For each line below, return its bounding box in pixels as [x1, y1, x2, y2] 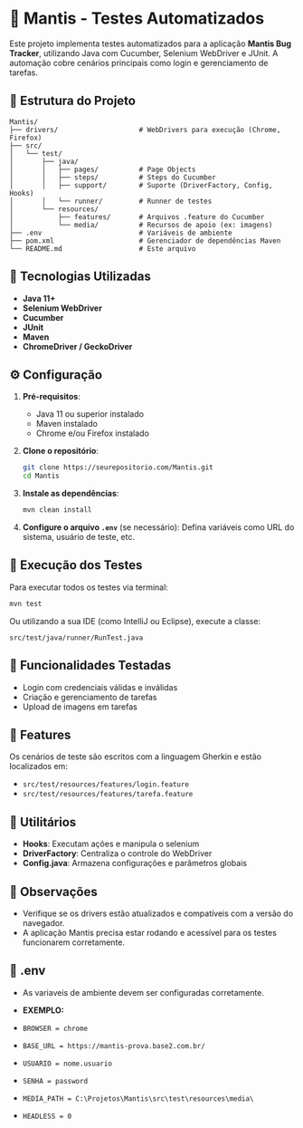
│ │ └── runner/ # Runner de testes [9, 197, 213, 206]
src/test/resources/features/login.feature [22, 780, 190, 789]
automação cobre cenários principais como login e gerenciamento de [9, 57, 269, 68]
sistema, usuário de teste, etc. [22, 532, 136, 542]
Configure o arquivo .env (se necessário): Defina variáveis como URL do [22, 522, 295, 533]
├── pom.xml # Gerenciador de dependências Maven [9, 236, 281, 246]
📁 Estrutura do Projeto [9, 93, 136, 109]
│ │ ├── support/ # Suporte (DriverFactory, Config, [9, 180, 273, 189]
